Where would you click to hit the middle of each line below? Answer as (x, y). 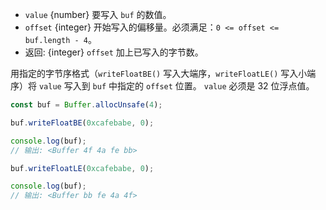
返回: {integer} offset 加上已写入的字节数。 (114, 52)
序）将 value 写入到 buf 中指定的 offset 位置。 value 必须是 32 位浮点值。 (162, 86)
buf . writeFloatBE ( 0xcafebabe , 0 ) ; (82, 123)
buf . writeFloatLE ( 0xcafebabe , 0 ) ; (82, 168)
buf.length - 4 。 (61, 39)
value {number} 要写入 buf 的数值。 (98, 14)
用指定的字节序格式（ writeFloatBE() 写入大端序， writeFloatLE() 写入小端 (163, 73)
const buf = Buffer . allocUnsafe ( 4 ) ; (86, 105)
